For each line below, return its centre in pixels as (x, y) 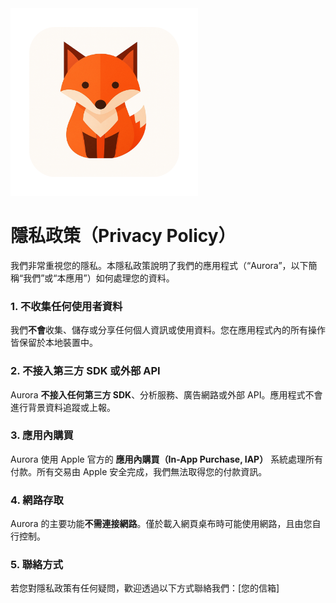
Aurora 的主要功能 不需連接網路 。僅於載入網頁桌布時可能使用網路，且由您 (161, 524)
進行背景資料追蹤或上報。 (63, 407)
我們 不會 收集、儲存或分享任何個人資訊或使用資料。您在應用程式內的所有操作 (168, 330)
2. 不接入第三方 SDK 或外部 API (85, 371)
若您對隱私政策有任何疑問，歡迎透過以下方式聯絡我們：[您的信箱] (145, 588)
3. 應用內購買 (42, 435)
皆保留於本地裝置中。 (54, 343)
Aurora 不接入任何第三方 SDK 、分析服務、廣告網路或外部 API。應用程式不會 (166, 394)
